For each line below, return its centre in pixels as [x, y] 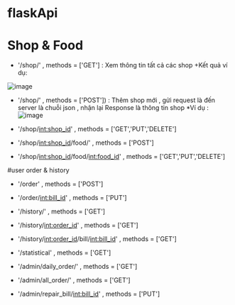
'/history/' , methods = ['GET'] [61, 211]
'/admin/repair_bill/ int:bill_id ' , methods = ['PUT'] [89, 294]
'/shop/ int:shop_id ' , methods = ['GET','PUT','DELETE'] [97, 129]
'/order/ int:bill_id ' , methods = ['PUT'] [72, 198]
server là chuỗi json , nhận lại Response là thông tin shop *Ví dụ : [113, 108]
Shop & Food [45, 46]
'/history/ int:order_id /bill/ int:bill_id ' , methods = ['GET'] [97, 239]
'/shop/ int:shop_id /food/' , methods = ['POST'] [86, 143]
